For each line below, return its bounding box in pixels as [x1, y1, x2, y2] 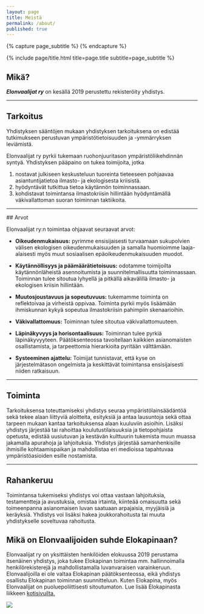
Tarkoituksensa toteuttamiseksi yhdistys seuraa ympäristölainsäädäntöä [6, 407, 187, 414]
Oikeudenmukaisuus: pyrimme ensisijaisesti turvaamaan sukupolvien [15, 237, 190, 244]
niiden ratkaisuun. [15, 367, 60, 374]
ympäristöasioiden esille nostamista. [6, 452, 98, 459]
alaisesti [15, 250, 36, 257]
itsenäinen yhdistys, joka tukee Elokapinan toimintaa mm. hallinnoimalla [6, 557, 185, 565]
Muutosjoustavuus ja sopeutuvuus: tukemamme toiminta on [15, 293, 169, 300]
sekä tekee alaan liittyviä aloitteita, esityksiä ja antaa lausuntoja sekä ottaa [6, 413, 191, 420]
